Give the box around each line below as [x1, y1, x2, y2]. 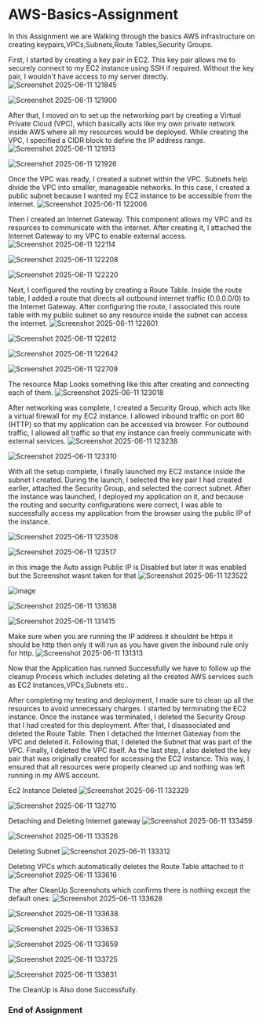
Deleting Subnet [8, 846, 60, 856]
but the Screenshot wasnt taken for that [8, 571, 137, 580]
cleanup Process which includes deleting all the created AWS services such [8, 671, 254, 681]
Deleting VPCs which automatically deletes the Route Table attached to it [8, 861, 244, 871]
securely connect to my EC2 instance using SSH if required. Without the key [8, 63, 254, 72]
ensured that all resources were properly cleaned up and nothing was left [8, 762, 246, 771]
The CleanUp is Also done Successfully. [8, 985, 138, 994]
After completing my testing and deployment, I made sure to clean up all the [8, 695, 254, 704]
